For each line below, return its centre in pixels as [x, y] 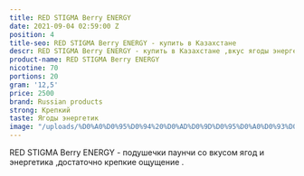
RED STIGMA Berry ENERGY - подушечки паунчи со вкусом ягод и [137, 153]
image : [22, 127]
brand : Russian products [56, 102]
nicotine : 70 [34, 69]
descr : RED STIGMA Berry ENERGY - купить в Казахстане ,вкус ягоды [139, 51]
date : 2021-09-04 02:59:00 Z [64, 26]
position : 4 [32, 34]
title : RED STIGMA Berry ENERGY [70, 18]
